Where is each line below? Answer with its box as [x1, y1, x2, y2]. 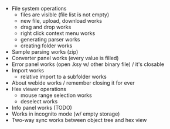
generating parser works [20, 36, 80, 43]
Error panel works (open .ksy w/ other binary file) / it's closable [11, 61, 165, 68]
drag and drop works [20, 23, 72, 30]
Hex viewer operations [11, 86, 66, 92]
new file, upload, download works [20, 18, 103, 24]
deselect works [20, 98, 58, 104]
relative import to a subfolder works [20, 73, 107, 80]
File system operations [11, 5, 67, 12]
